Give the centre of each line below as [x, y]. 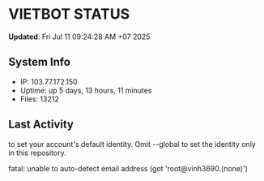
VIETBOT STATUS [69, 14]
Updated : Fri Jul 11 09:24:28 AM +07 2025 [79, 37]
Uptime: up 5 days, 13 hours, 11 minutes [86, 90]
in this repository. [37, 153]
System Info [40, 62]
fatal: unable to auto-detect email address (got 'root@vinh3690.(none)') [128, 168]
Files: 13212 [39, 99]
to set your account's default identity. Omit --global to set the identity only [132, 144]
